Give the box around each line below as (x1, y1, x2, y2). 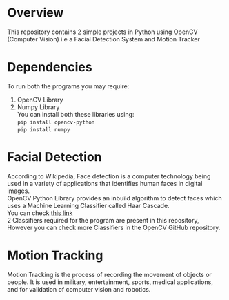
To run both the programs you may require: (7, 82, 130, 91)
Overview (7, 5, 64, 21)
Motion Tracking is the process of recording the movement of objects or (7, 270, 212, 279)
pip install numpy (17, 126, 70, 133)
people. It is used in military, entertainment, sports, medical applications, (7, 278, 214, 286)
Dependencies (7, 59, 92, 75)
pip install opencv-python (17, 119, 95, 126)
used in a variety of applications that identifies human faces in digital (7, 179, 203, 187)
